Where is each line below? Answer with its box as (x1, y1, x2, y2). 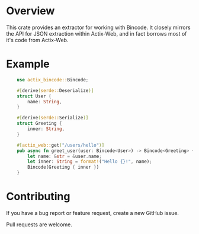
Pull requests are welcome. (6, 221, 72, 228)
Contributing (6, 190, 70, 203)
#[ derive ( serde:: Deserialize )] (17, 87, 94, 93)
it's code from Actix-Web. (6, 36, 69, 43)
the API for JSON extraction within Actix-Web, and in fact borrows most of (6, 30, 187, 37)
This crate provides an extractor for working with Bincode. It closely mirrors (6, 24, 191, 31)
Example (6, 58, 50, 71)
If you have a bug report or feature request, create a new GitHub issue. (6, 209, 179, 216)
